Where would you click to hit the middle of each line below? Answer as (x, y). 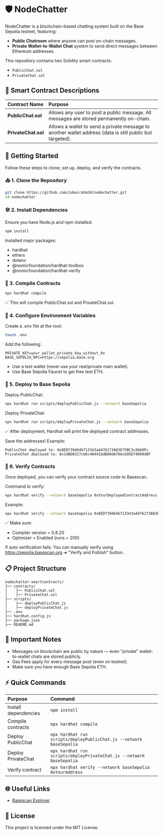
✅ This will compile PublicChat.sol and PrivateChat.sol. (60, 302)
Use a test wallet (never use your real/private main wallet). (70, 367)
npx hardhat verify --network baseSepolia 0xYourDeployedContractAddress (81, 495)
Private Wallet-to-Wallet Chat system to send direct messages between (85, 46)
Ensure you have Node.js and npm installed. (49, 222)
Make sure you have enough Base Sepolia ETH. (59, 667)
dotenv (19, 260)
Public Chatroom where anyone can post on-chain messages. (74, 41)
